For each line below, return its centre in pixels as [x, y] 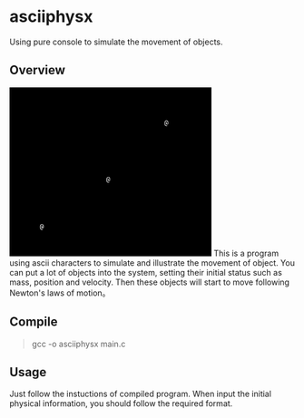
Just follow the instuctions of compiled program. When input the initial [141, 394]
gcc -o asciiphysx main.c [78, 344]
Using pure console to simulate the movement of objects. [117, 42]
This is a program [246, 253]
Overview [38, 70]
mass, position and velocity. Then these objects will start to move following [150, 282]
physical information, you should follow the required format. [121, 403]
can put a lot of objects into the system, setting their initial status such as [146, 272]
